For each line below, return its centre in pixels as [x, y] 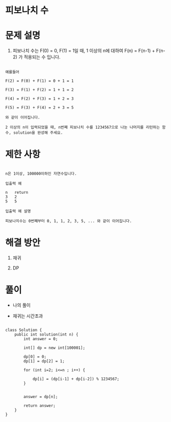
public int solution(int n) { [47, 334]
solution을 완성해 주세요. [38, 133]
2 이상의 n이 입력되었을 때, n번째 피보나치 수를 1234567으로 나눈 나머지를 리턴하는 [83, 128]
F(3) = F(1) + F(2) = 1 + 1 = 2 [39, 90]
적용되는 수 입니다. [42, 57]
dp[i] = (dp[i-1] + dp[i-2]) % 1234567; [76, 379]
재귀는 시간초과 [28, 316]
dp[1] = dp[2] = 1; [44, 361]
